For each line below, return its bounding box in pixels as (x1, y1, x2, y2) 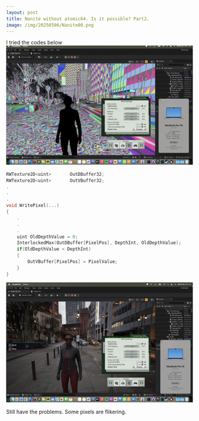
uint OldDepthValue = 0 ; (17, 234, 78, 240)
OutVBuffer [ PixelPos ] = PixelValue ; (27, 259, 118, 265)
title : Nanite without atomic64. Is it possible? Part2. (6, 15, 150, 22)
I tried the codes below (6, 39, 62, 46)
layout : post (6, 9, 38, 15)
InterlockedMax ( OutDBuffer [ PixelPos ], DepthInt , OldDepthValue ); (17, 240, 182, 246)
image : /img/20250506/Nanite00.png (6, 22, 94, 28)
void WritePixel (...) (6, 203, 60, 208)
